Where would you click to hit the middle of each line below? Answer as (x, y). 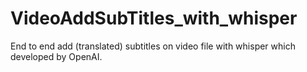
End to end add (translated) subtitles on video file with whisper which (153, 46)
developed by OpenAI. (56, 56)
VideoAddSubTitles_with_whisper (154, 18)
